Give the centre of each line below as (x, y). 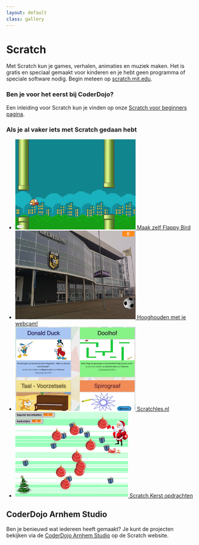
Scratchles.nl (153, 409)
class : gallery (25, 19)
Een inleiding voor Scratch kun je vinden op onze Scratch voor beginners (97, 108)
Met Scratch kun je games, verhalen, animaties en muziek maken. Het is (95, 66)
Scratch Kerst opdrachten (161, 496)
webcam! (26, 324)
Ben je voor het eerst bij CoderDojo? (60, 94)
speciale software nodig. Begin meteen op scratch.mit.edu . (79, 79)
